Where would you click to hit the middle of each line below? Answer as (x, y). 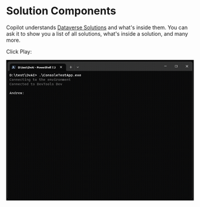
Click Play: (19, 51)
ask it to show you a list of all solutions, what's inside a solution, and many (97, 33)
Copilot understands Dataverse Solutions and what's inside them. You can (97, 27)
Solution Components (61, 11)
